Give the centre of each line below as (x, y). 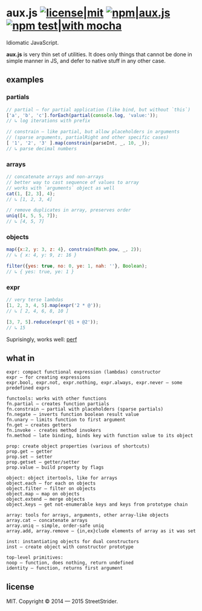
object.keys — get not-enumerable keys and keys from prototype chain (97, 505)
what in (21, 358)
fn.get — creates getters (39, 425)
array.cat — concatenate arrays (47, 521)
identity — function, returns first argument (64, 568)
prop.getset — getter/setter (43, 462)
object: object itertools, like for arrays (62, 478)
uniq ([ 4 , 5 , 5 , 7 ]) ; (32, 216)
